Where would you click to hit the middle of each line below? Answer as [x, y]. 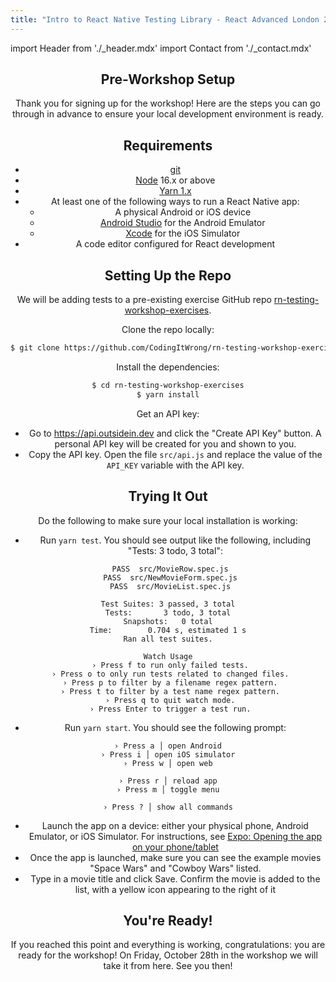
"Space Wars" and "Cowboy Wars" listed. [175, 868]
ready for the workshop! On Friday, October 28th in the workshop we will [168, 955]
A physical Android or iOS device [183, 212]
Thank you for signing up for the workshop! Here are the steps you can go [168, 103]
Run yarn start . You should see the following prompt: [175, 727]
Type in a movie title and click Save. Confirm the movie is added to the [175, 878]
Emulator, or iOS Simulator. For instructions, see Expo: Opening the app [175, 836]
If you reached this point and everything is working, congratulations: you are [168, 945]
